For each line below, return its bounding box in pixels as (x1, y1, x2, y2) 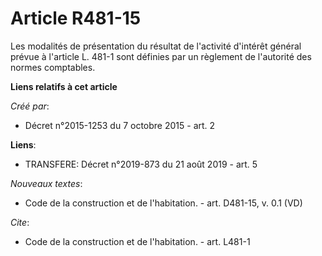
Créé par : (10, 100, 50, 112)
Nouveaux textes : (10, 177, 83, 189)
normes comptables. (10, 61, 96, 73)
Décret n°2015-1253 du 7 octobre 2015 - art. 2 (24, 119, 216, 131)
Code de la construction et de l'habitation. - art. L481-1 (24, 235, 251, 247)
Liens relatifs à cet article (10, 80, 118, 92)
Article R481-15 (10, 7, 142, 30)
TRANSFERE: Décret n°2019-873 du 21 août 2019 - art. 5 (24, 158, 258, 170)
